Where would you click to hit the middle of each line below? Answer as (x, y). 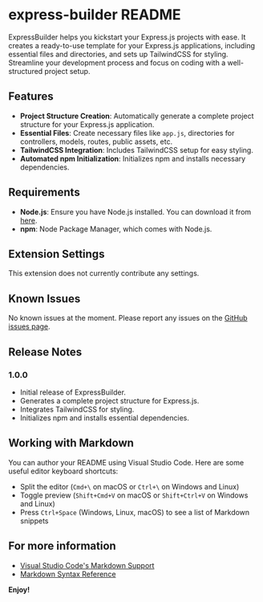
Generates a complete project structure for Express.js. (109, 400)
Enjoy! (19, 589)
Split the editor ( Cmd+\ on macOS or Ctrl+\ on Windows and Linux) (129, 486)
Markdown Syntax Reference (68, 574)
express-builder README (95, 15)
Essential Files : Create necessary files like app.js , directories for (127, 133)
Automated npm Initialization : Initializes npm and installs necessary (133, 158)
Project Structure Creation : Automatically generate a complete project (137, 116)
